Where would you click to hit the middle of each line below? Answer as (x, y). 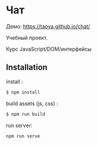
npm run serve (23, 136)
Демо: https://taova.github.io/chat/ (48, 26)
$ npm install (23, 92)
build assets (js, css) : (32, 103)
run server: (19, 125)
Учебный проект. (27, 37)
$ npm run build (26, 114)
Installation (27, 68)
